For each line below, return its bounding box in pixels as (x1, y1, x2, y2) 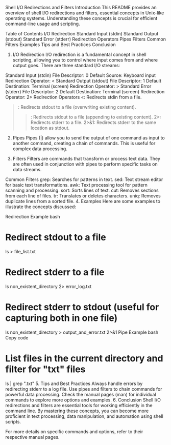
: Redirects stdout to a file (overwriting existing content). (17, 104, 136, 110)
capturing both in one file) (5, 312, 118, 324)
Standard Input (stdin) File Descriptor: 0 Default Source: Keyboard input (5, 72, 156, 78)
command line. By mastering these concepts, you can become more (5, 408, 149, 414)
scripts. (5, 418, 21, 424)
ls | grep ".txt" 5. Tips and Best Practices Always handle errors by (5, 380, 143, 387)
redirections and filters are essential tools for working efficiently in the (5, 402, 153, 408)
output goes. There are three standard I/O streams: (12, 63, 120, 68)
